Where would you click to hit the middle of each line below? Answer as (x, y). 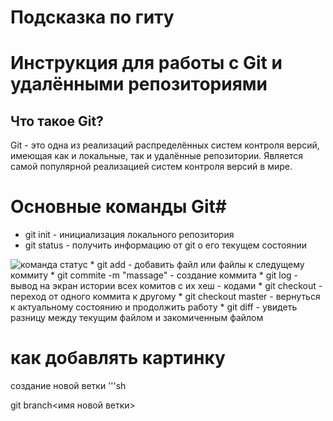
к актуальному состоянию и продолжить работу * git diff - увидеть (154, 307)
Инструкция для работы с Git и (146, 63)
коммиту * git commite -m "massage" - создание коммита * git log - (154, 275)
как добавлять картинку (118, 358)
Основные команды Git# (119, 207)
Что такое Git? (57, 121)
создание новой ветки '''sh (68, 386)
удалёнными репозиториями (139, 84)
